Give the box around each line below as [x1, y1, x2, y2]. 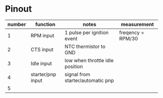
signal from [65, 71, 91, 78]
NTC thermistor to [65, 43, 106, 49]
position [65, 63, 83, 70]
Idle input [31, 60, 52, 66]
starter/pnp [31, 71, 57, 78]
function [35, 21, 56, 28]
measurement [121, 21, 154, 28]
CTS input [31, 46, 54, 53]
